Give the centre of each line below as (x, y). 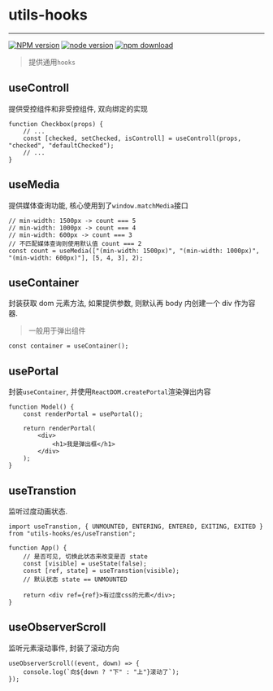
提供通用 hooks (52, 62)
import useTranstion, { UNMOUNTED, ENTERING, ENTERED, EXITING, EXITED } (136, 527)
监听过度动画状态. (38, 511)
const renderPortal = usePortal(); (83, 414)
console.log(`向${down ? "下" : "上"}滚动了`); (102, 672)
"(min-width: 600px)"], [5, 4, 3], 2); (76, 258)
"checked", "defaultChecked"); (61, 145)
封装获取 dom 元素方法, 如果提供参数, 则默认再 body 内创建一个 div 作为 (129, 304)
